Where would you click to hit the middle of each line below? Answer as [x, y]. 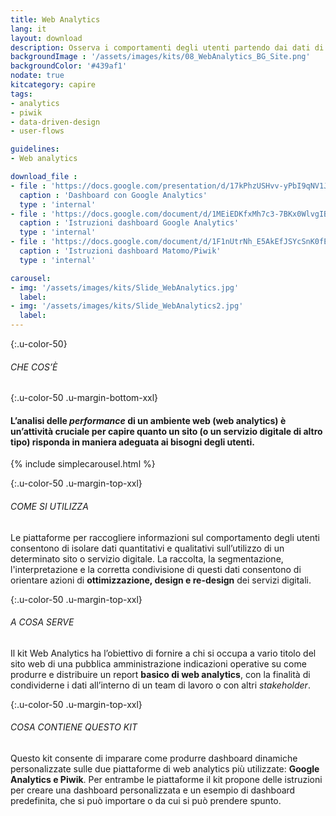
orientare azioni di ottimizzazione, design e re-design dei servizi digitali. [161, 580]
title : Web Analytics [55, 19]
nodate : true [37, 76]
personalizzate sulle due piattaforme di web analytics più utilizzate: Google [165, 769]
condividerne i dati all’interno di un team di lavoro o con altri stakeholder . [160, 685]
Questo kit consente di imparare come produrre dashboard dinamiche [154, 758]
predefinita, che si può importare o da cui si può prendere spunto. [146, 801]
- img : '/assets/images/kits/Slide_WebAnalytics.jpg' [125, 287]
